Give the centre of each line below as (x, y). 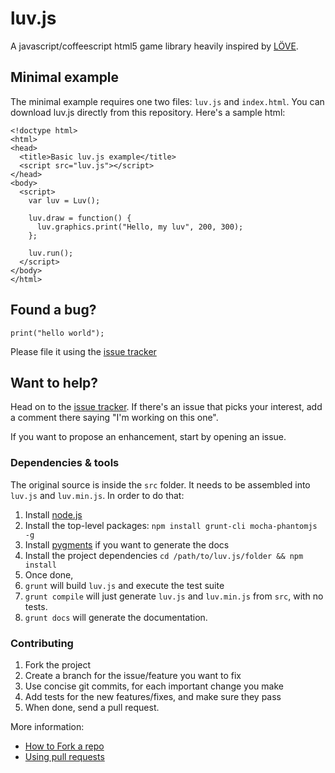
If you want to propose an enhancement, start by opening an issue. (148, 437)
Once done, (49, 574)
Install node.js (53, 514)
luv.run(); (51, 253)
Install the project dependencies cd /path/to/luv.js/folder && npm (164, 555)
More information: (47, 726)
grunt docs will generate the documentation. (116, 617)
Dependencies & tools (65, 463)
